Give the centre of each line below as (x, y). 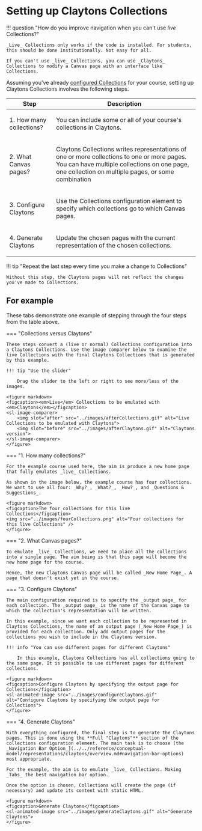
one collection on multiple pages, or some (115, 171)
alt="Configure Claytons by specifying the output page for (83, 700)
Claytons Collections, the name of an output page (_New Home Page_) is (99, 626)
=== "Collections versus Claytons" (49, 333)
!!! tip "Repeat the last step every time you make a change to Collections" (97, 266)
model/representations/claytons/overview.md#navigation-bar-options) (95, 753)
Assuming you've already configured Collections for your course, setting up (100, 82)
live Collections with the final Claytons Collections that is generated (101, 355)
